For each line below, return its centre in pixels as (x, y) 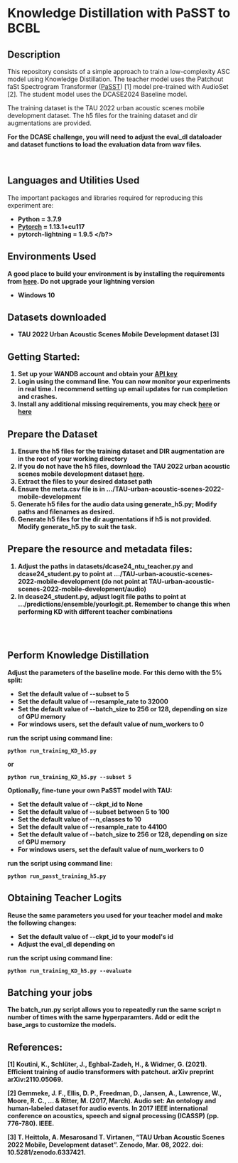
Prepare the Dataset (53, 434)
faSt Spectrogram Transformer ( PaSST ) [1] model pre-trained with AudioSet (118, 86)
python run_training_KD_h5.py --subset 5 (70, 777)
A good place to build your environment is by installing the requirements (116, 274)
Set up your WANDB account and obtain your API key (97, 374)
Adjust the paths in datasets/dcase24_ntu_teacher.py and (105, 566)
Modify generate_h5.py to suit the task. (77, 527)
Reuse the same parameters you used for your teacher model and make (115, 915)
